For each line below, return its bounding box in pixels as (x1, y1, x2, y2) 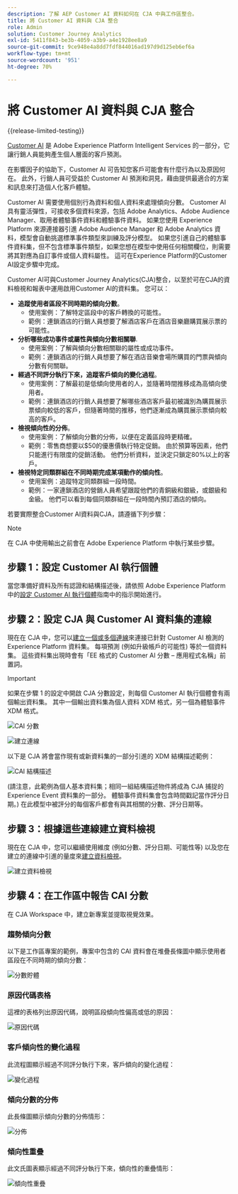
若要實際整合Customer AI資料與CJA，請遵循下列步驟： (7, 510, 168, 518)
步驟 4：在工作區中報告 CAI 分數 (7, 890, 149, 902)
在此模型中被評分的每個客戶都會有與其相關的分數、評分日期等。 (21, 800, 208, 809)
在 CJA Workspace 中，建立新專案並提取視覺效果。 (7, 910, 158, 918)
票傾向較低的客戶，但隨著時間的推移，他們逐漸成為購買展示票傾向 (28, 406, 221, 414)
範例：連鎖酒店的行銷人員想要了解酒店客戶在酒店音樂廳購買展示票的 (28, 317, 227, 326)
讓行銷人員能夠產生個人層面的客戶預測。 (7, 150, 125, 158)
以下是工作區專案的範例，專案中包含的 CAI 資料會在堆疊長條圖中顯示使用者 (7, 947, 227, 956)
